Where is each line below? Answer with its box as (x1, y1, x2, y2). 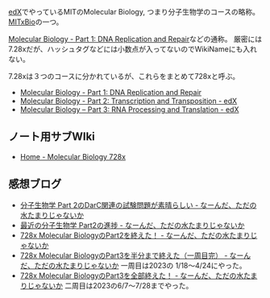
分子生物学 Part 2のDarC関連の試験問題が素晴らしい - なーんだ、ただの (19, 200, 257, 209)
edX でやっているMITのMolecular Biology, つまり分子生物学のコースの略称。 (8, 7, 260, 16)
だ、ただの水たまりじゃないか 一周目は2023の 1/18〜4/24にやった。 (19, 260, 247, 270)
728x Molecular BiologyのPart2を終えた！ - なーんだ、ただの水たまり (19, 230, 251, 240)
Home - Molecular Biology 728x (19, 151, 127, 161)
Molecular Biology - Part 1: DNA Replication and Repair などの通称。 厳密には (8, 35, 263, 43)
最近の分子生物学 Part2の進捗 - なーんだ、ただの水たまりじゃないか (19, 220, 245, 230)
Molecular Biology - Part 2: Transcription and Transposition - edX (19, 96, 238, 106)
